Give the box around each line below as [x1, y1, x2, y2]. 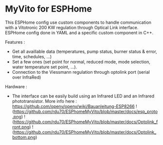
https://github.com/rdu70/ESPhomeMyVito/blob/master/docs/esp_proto [14, 108, 158, 114]
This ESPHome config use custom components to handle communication [5, 19, 152, 25]
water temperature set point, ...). [12, 64, 77, 70]
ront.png [12, 124, 30, 129]
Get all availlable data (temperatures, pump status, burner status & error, [12, 48, 157, 54]
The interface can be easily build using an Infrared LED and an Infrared [12, 93, 155, 99]
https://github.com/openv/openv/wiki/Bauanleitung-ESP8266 [12, 103, 135, 109]
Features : [5, 39, 25, 45]
